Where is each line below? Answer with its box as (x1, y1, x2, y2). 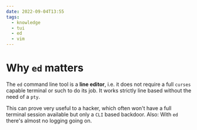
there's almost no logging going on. (6, 117, 92, 124)
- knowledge (11, 19, 41, 25)
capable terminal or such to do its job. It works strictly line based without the (6, 86, 192, 94)
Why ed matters (6, 61, 84, 75)
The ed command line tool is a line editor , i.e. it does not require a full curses (6, 81, 191, 88)
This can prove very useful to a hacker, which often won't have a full (6, 104, 172, 112)
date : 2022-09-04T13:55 (6, 8, 65, 15)
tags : (6, 14, 19, 20)
